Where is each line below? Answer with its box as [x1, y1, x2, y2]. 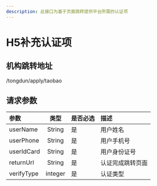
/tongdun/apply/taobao [6, 77, 62, 84]
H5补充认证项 [6, 36, 72, 49]
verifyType [9, 170, 39, 178]
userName [9, 125, 38, 134]
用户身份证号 [100, 148, 136, 156]
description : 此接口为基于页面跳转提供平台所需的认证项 [6, 8, 128, 15]
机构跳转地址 [6, 61, 53, 71]
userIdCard [9, 148, 40, 156]
